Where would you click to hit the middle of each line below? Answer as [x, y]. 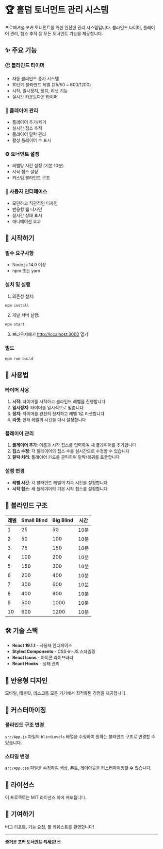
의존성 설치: [23, 296]
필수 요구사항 [19, 253]
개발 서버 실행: [26, 315]
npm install [17, 305]
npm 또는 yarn [26, 271]
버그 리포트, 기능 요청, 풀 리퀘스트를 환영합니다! [50, 827]
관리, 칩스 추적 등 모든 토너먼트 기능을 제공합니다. [57, 33]
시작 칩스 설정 [25, 172]
